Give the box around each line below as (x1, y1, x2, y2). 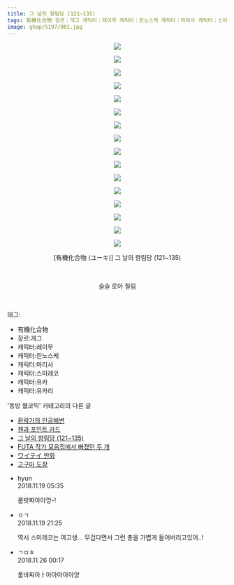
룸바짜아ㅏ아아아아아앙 (17, 570, 80, 579)
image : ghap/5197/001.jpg (7, 23, 82, 30)
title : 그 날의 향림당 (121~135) (7, 10, 96, 18)
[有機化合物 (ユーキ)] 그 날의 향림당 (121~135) (53, 254, 182, 262)
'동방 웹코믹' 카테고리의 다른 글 (7, 401, 92, 410)
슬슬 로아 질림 (98, 282, 136, 291)
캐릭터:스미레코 (17, 369, 59, 378)
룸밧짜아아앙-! (17, 496, 57, 504)
